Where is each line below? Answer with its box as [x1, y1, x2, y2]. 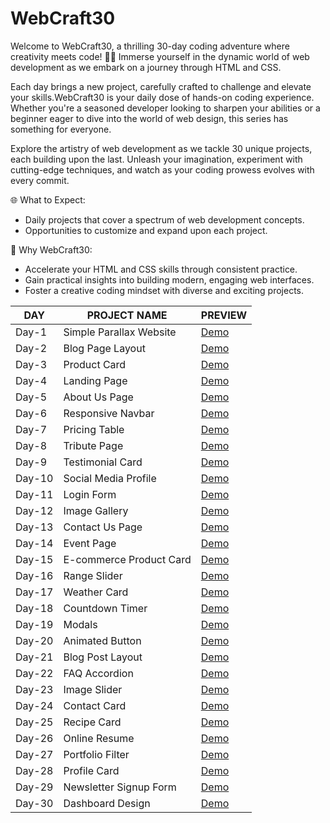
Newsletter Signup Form [63, 780, 177, 794]
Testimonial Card [63, 455, 143, 469]
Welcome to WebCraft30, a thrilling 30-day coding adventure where [10, 40, 290, 52]
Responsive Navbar [63, 406, 155, 420]
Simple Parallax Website [63, 325, 177, 339]
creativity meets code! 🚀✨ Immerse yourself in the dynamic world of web [10, 50, 310, 62]
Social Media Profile [63, 471, 157, 485]
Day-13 [15, 520, 54, 534]
